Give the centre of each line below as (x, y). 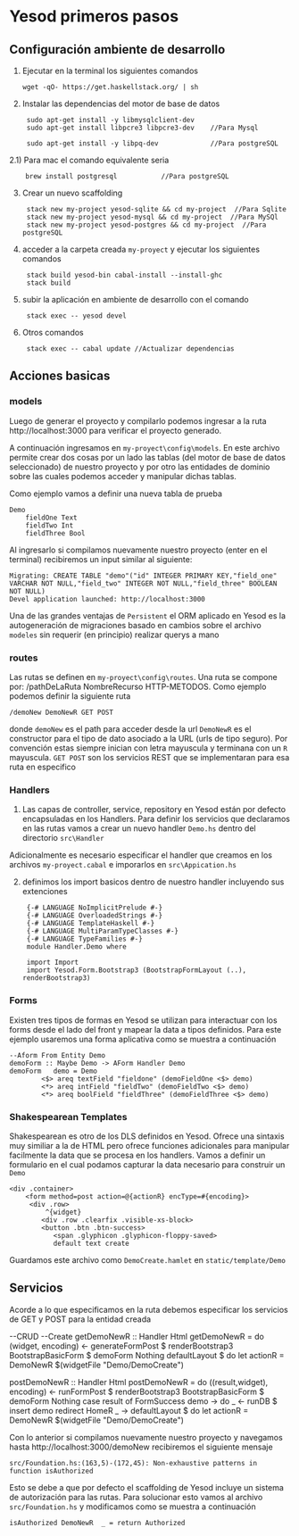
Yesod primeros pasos (94, 17)
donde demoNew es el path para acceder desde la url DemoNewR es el (130, 728)
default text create (91, 1243)
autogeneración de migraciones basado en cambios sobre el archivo (135, 625)
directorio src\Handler (63, 838)
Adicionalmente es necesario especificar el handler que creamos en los (141, 855)
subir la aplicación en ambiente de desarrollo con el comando (136, 299)
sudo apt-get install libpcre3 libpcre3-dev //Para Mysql (142, 128)
